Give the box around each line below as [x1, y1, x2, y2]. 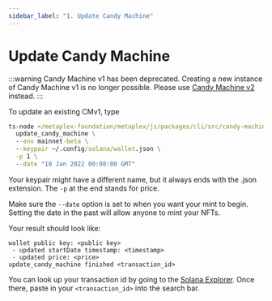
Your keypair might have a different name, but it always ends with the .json [8, 174, 257, 184]
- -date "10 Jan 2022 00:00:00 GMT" [15, 160, 136, 168]
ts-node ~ [8, 123, 42, 131]
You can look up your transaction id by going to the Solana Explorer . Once [8, 274, 255, 284]
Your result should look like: [8, 223, 101, 233]
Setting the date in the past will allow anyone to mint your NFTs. [8, 208, 221, 217]
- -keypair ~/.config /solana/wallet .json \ [15, 145, 161, 153]
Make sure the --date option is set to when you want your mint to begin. [8, 199, 249, 209]
